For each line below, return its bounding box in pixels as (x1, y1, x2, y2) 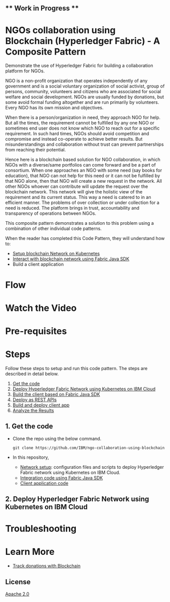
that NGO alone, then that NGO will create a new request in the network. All (5, 178, 162, 184)
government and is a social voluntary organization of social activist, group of (5, 83, 165, 89)
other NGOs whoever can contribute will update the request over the (5, 183, 148, 189)
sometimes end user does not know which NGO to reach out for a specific (5, 125, 160, 131)
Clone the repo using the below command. (12, 435, 102, 442)
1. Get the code (5, 422, 53, 431)
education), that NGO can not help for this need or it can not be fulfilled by (5, 173, 160, 179)
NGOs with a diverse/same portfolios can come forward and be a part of (5, 162, 156, 168)
